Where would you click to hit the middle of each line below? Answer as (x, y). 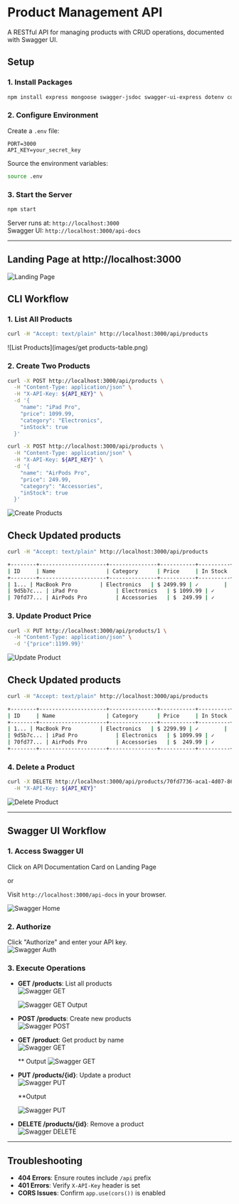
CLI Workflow (38, 299)
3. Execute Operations (47, 968)
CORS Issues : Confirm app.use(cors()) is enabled (91, 1193)
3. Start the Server (40, 194)
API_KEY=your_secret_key (44, 150)
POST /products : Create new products (74, 1019)
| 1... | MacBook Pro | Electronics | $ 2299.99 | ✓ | (117, 729)
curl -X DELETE (30, 782)
